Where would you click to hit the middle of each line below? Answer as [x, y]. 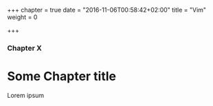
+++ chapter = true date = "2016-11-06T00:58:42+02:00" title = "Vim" [107, 10]
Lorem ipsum [26, 95]
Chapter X [25, 48]
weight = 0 [22, 17]
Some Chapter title [62, 76]
